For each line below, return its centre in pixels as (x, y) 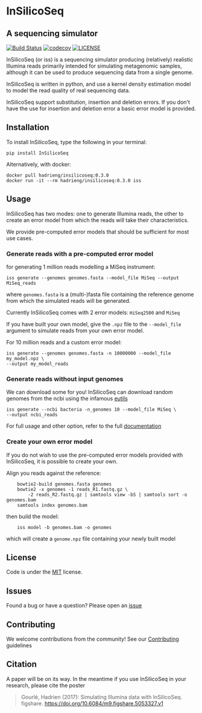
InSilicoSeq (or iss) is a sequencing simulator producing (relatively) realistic (100, 59)
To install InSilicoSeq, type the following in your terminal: (77, 142)
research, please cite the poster (46, 685)
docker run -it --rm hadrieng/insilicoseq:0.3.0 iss (74, 180)
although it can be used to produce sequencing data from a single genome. (100, 72)
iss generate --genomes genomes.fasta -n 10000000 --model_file (89, 353)
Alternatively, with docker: (39, 164)
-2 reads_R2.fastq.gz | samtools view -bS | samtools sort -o (108, 495)
